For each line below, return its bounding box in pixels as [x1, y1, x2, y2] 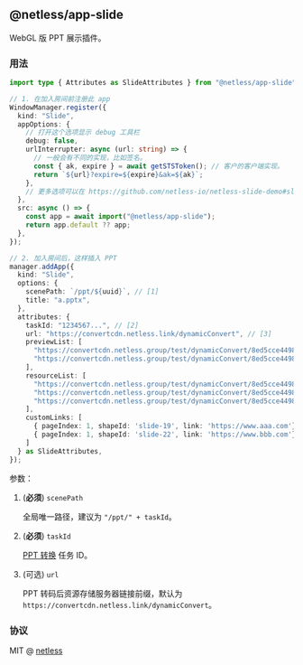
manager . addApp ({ [9, 262, 75, 271]
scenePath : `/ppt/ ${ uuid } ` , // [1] [25, 287, 160, 296]
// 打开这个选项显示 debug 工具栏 [25, 128, 141, 137]
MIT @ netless [9, 645, 63, 656]
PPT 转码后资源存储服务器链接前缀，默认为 [22, 587, 183, 599]
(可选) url [22, 568, 60, 579]
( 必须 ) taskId [22, 530, 71, 541]
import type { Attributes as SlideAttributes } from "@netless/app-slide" [9, 79, 297, 88]
